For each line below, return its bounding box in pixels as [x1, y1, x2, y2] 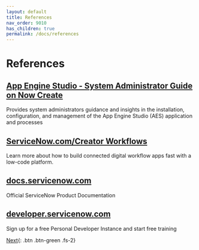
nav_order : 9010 [6, 20, 47, 26]
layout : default [6, 8, 47, 15]
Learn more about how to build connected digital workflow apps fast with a [6, 152, 192, 159]
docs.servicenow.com [6, 176, 92, 186]
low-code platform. [6, 158, 54, 165]
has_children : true [6, 25, 55, 32]
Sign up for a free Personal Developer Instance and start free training [6, 225, 177, 232]
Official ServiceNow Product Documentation [6, 191, 116, 198]
